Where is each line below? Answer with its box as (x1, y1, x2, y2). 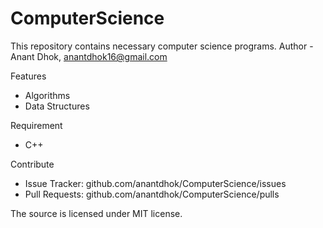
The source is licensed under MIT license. (10, 207, 183, 219)
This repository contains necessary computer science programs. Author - (10, 40, 314, 52)
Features (10, 70, 47, 82)
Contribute (10, 158, 55, 170)
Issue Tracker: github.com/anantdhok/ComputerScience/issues (24, 177, 287, 189)
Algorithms (24, 89, 71, 101)
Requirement (10, 119, 63, 131)
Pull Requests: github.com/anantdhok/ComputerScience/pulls (24, 188, 280, 200)
